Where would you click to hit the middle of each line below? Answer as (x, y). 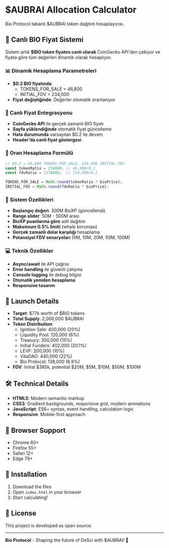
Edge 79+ (23, 459)
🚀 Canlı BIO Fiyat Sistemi (45, 40)
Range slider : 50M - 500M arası (46, 216)
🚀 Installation (26, 474)
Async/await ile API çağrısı (41, 264)
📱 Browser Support (35, 430)
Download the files (32, 486)
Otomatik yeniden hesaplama (44, 280)
